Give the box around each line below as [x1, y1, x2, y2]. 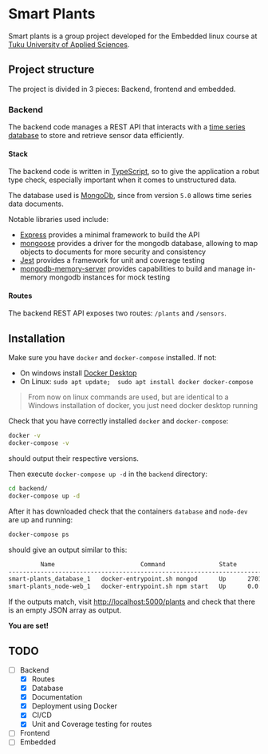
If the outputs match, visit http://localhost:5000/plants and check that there [8, 597, 255, 607]
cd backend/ [8, 485, 48, 493]
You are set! [8, 621, 49, 631]
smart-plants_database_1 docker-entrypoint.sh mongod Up [8, 575, 227, 583]
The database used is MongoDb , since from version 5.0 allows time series [8, 191, 253, 200]
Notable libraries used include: [8, 215, 109, 224]
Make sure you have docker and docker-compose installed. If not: [8, 353, 217, 363]
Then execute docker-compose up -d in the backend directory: [8, 469, 207, 479]
